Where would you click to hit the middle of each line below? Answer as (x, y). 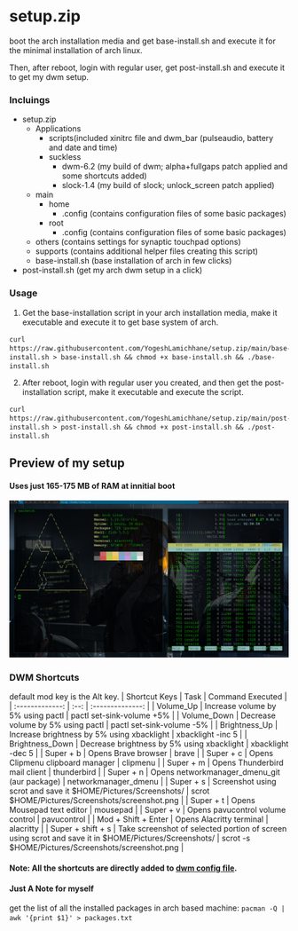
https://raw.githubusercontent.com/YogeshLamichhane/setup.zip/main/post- (150, 418)
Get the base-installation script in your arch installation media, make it (149, 312)
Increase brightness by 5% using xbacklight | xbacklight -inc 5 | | (128, 735)
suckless (65, 157)
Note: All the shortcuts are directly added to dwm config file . (123, 868)
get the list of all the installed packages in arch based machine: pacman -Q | (147, 908)
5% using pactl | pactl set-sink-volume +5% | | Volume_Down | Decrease (143, 715)
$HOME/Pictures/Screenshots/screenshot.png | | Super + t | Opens (132, 801)
